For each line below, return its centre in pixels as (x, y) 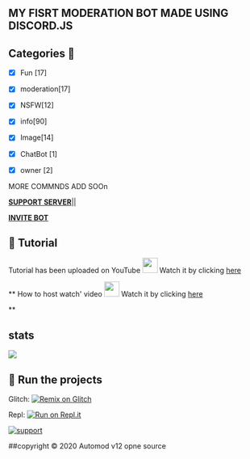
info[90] (33, 121)
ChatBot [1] (39, 154)
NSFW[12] (37, 105)
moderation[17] (45, 89)
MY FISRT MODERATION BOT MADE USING (119, 13)
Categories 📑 (42, 53)
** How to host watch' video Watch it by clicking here (106, 294)
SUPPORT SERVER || (42, 202)
